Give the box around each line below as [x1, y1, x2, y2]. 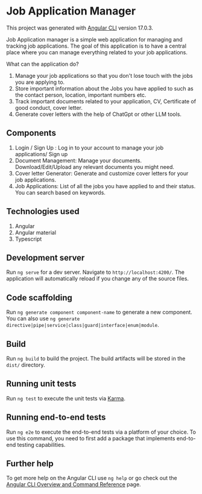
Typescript [14, 235, 42, 242]
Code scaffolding [6, 293, 72, 303]
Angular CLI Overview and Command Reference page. [6, 481, 141, 488]
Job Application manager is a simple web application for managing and [6, 36, 183, 43]
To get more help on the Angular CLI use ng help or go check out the [6, 475, 177, 482]
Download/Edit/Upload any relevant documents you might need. [14, 163, 175, 170]
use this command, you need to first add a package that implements [6, 434, 175, 442]
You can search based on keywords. [14, 189, 106, 196]
